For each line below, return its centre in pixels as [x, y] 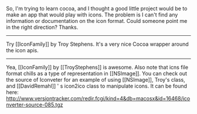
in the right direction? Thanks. [42, 27]
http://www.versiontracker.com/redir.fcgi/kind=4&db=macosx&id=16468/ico [98, 98]
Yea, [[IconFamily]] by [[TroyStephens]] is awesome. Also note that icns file [97, 67]
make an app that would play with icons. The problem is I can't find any [92, 15]
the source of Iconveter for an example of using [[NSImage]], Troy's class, [96, 80]
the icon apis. [23, 50]
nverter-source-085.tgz [35, 105]
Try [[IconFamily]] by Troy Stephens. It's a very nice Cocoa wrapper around [97, 44]
